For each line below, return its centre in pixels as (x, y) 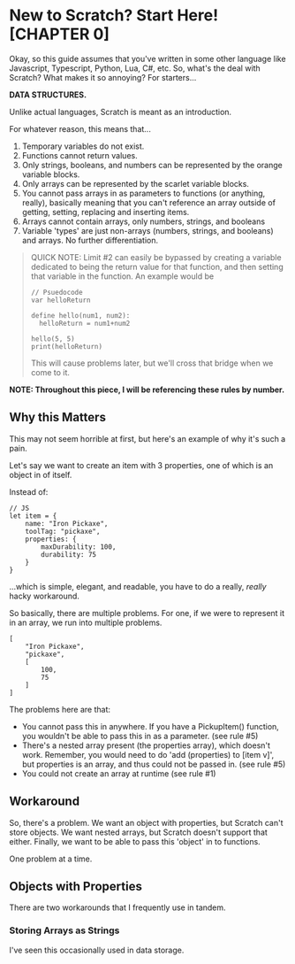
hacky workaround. (44, 596)
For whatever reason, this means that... (80, 128)
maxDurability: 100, (79, 547)
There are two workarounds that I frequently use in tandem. (118, 907)
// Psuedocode (57, 292)
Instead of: (29, 491)
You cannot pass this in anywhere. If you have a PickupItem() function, (151, 726)
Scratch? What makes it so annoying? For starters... (103, 77)
